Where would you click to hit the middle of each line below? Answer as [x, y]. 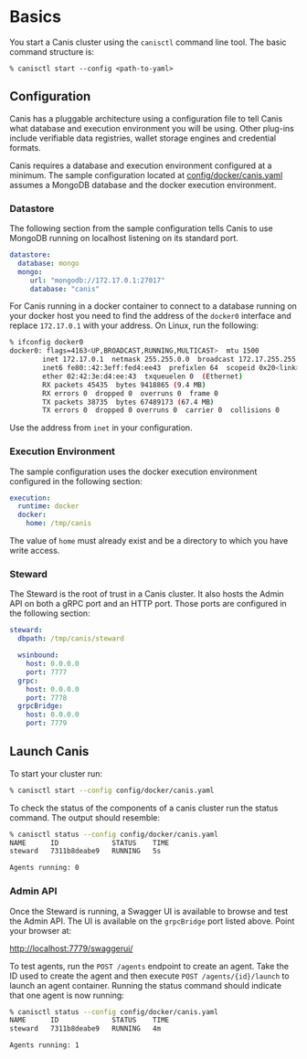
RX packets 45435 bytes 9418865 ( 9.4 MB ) [124, 385]
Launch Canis [49, 752]
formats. [25, 147]
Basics [36, 17]
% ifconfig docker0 [47, 343]
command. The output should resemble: [85, 817]
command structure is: [52, 51]
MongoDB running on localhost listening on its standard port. [124, 238]
